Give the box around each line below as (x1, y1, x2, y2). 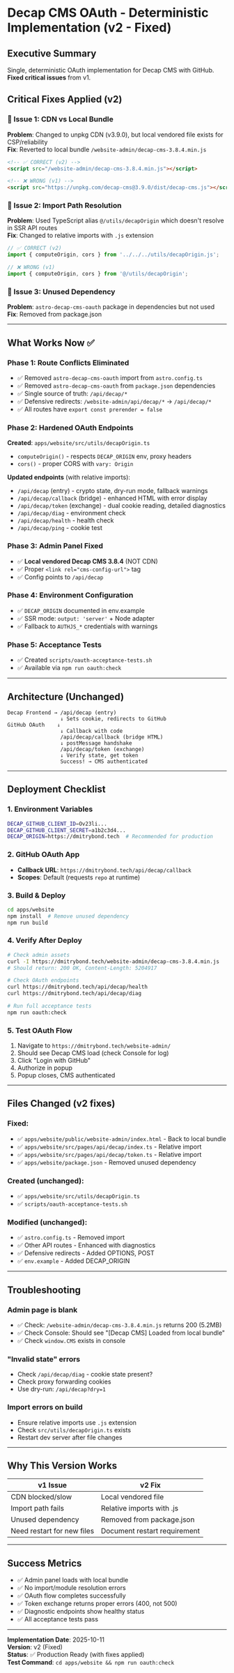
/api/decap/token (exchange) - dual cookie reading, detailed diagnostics (17, 501, 226, 510)
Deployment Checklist (7, 783, 106, 796)
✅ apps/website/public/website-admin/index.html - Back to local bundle (17, 1135, 226, 1143)
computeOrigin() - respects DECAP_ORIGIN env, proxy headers (17, 452, 192, 461)
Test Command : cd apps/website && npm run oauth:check (7, 1658, 175, 1667)
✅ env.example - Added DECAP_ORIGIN (17, 1257, 130, 1265)
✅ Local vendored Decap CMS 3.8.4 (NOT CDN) (17, 557, 158, 566)
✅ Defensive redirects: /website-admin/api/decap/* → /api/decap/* (17, 397, 212, 405)
